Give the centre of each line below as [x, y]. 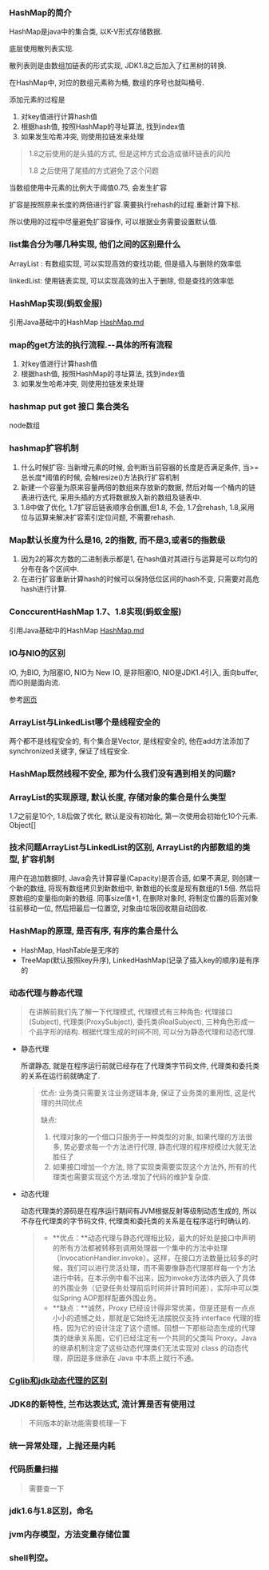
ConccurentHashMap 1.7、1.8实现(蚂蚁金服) [95, 612]
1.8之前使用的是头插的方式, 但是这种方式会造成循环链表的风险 [129, 154]
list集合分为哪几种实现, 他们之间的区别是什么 [95, 244]
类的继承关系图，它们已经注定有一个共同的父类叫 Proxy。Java [155, 1338]
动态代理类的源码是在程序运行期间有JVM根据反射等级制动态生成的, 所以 [139, 1211]
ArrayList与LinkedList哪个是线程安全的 [85, 722]
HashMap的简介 [41, 12]
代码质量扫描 [34, 1469]
